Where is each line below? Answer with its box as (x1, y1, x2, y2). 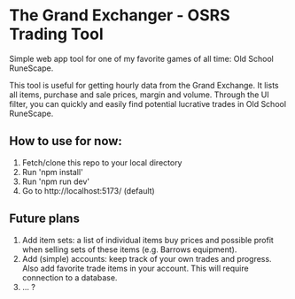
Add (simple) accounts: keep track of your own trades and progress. (21, 253, 272, 264)
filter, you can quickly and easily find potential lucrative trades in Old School (9, 98, 286, 109)
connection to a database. (21, 272, 118, 283)
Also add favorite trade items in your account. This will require (21, 263, 250, 273)
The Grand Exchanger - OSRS (9, 5, 230, 26)
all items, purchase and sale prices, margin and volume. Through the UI (9, 89, 269, 100)
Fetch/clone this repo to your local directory (21, 157, 182, 168)
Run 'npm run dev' (21, 176, 90, 187)
